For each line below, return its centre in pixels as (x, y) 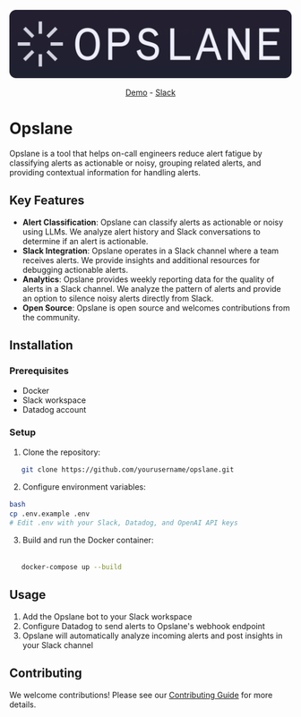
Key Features (47, 201)
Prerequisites (39, 371)
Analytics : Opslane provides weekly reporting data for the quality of (148, 279)
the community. (51, 317)
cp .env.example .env (50, 514)
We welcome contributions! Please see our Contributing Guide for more (141, 695)
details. (23, 704)
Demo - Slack (150, 93)
